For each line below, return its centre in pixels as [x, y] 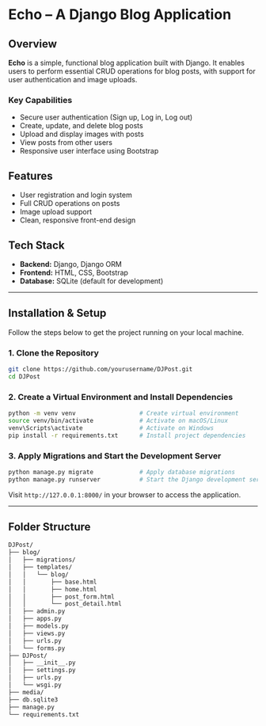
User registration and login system [76, 195]
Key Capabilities [40, 100]
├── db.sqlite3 [33, 699]
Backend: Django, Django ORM [71, 264]
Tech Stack [36, 245]
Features [30, 176]
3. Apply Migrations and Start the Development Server [115, 455]
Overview [33, 44]
